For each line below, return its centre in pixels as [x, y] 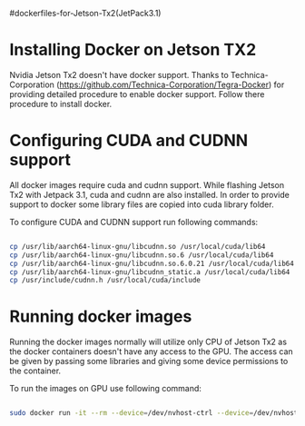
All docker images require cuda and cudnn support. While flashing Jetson [147, 184]
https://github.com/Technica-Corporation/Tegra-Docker [164, 84]
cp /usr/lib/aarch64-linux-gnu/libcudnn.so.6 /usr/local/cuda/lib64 [142, 255]
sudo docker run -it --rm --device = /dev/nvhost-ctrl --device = [132, 413]
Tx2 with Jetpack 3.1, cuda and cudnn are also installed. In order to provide [150, 194]
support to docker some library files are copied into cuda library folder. [142, 204]
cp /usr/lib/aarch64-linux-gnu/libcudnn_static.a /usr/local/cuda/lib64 [150, 272]
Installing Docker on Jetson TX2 [133, 50]
